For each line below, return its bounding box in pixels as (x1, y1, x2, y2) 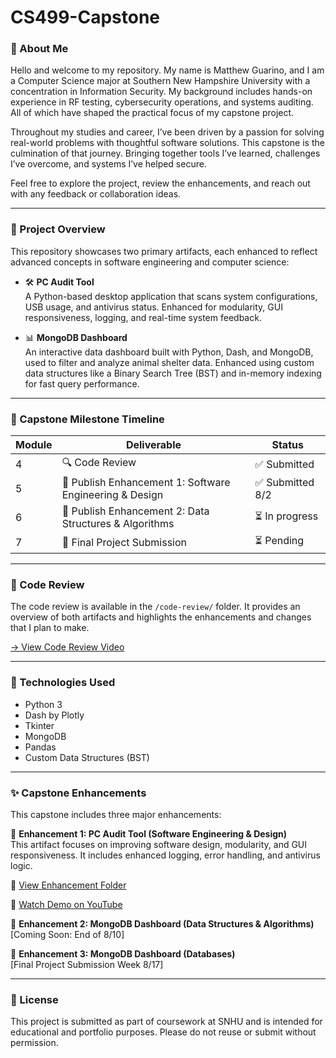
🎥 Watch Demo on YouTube (10, 898, 123, 910)
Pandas (24, 741, 57, 753)
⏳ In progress (254, 509, 319, 523)
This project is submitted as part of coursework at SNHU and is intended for (10, 1016, 323, 1028)
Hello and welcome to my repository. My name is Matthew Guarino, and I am (10, 64, 325, 76)
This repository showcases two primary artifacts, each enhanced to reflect (10, 245, 318, 257)
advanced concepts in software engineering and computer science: (10, 256, 290, 268)
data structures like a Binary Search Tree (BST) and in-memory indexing (24, 367, 322, 379)
